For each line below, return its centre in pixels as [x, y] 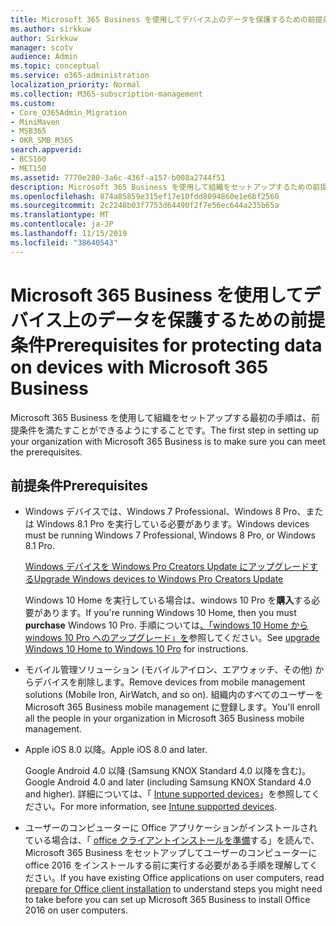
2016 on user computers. [76, 910]
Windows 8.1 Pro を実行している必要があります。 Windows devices [173, 524]
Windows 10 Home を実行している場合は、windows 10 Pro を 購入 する [168, 600]
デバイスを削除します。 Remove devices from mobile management [169, 682]
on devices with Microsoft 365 [139, 367]
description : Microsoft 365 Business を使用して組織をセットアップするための [161, 187]
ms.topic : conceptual [55, 66]
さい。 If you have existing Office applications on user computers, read [179, 878]
